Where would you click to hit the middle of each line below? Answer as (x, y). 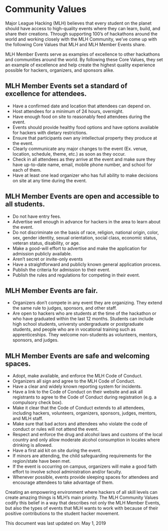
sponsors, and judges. (35, 340)
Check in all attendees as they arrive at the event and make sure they (84, 159)
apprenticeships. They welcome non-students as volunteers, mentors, (85, 335)
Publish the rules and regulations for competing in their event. (76, 275)
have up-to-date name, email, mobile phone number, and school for (82, 165)
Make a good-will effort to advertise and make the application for (79, 248)
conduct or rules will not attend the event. (55, 429)
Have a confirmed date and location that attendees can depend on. (82, 106)
